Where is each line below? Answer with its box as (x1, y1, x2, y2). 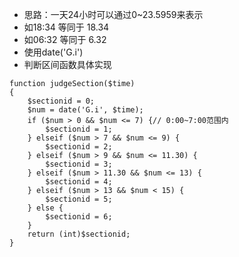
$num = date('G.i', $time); (27, 105, 144, 115)
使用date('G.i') (23, 46, 84, 58)
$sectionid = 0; (27, 96, 96, 106)
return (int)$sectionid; (27, 229, 131, 239)
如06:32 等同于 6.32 (23, 34, 107, 45)
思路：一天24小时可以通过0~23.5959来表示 (23, 9, 204, 20)
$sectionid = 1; (45, 124, 113, 134)
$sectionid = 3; (45, 159, 113, 169)
